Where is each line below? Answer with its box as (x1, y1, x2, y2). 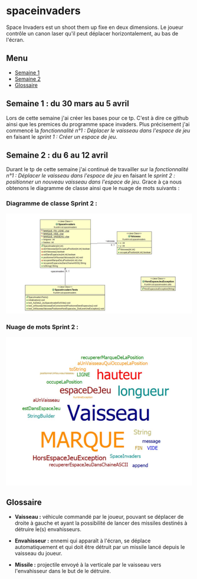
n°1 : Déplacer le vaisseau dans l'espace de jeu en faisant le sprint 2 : (6, 172, 176, 179)
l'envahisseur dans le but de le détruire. (14, 567, 111, 574)
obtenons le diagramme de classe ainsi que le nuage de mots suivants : (6, 185, 180, 192)
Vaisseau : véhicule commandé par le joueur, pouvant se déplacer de (14, 513, 184, 520)
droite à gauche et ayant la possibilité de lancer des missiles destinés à (14, 519, 188, 526)
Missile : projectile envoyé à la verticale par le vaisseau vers (14, 561, 162, 568)
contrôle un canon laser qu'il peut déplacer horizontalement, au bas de (6, 30, 179, 37)
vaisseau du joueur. (14, 549, 63, 557)
